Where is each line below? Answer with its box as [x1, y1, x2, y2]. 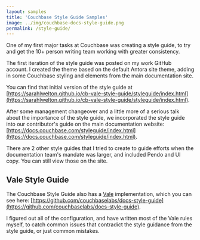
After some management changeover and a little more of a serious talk [6, 108, 180, 115]
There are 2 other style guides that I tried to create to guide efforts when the [6, 145, 194, 152]
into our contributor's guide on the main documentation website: [6, 120, 165, 128]
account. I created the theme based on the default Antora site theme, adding [6, 66, 195, 73]
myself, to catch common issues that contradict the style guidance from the [6, 221, 192, 228]
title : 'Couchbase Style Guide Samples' [6, 14, 109, 20]
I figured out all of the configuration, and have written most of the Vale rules [6, 215, 193, 222]
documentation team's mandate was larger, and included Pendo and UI [6, 151, 181, 158]
